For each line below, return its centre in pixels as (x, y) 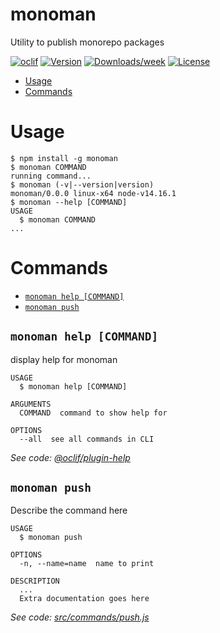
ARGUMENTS (31, 404)
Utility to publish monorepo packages (87, 42)
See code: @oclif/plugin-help (70, 457)
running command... (51, 176)
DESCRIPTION (35, 581)
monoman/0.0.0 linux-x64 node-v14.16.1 (93, 193)
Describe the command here (69, 510)
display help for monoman (64, 359)
